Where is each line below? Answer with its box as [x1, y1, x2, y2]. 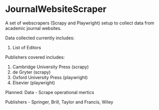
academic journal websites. [5, 25, 61, 31]
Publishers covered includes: [5, 54, 65, 60]
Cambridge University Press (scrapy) [12, 64, 89, 70]
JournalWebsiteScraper [5, 3, 106, 15]
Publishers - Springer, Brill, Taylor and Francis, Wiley [5, 99, 113, 105]
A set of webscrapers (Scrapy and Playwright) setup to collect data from [5, 20, 154, 26]
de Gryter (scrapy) [12, 69, 51, 75]
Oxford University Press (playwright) [12, 74, 88, 80]
